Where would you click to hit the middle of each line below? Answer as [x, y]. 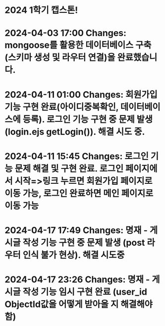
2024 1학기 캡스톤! [41, 10]
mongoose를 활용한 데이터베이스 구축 [78, 45]
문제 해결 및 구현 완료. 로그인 [69, 168]
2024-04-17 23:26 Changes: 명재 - [77, 280]
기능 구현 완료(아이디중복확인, [62, 107]
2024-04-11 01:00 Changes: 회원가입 [81, 94]
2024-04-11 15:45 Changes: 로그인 [77, 156]
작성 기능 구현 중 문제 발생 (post [84, 243]
